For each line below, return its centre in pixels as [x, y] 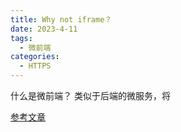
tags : [21, 38]
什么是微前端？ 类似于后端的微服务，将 [90, 95]
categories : [35, 57]
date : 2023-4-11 [44, 29]
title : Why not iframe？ [61, 19]
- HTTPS [35, 66]
